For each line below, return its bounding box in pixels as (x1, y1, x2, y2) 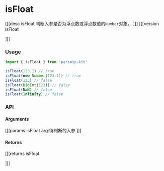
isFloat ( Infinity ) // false (5, 92, 64, 97)
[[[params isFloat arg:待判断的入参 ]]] (5, 128, 82, 134)
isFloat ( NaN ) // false (5, 87, 52, 92)
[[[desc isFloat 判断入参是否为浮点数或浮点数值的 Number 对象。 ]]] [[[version (5, 20, 159, 26)
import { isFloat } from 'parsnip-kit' (5, 60, 88, 65)
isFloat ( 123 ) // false (5, 78, 52, 83)
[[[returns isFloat (5, 151, 40, 157)
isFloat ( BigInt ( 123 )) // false (5, 82, 70, 88)
